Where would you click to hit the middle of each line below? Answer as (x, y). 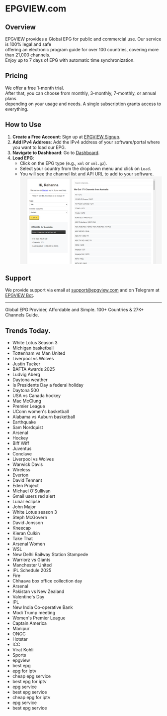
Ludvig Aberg (26, 374)
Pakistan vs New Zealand (38, 591)
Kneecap (22, 528)
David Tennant (27, 480)
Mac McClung (27, 401)
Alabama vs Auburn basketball (44, 417)
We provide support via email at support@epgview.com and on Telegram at (83, 290)
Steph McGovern (30, 517)
